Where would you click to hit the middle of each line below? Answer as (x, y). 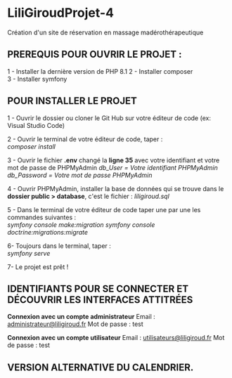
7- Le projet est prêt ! (38, 267)
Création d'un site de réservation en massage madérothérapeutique (105, 32)
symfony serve (29, 253)
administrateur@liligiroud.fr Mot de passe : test (76, 324)
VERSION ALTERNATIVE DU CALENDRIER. (101, 367)
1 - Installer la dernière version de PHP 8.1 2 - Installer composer (100, 71)
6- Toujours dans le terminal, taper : (59, 246)
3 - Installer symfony (37, 79)
